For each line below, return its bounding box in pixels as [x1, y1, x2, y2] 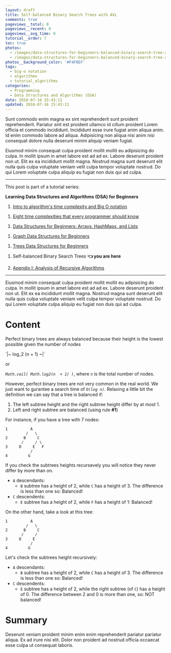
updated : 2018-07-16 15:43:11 [5, 102, 70, 107]
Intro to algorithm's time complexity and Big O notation [12, 204, 127, 210]
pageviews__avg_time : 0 [5, 31, 56, 36]
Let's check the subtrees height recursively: [5, 554, 98, 560]
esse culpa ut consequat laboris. [5, 642, 74, 648]
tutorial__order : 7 [5, 36, 47, 41]
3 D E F [5, 444, 44, 449]
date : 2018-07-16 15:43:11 [5, 97, 63, 102]
